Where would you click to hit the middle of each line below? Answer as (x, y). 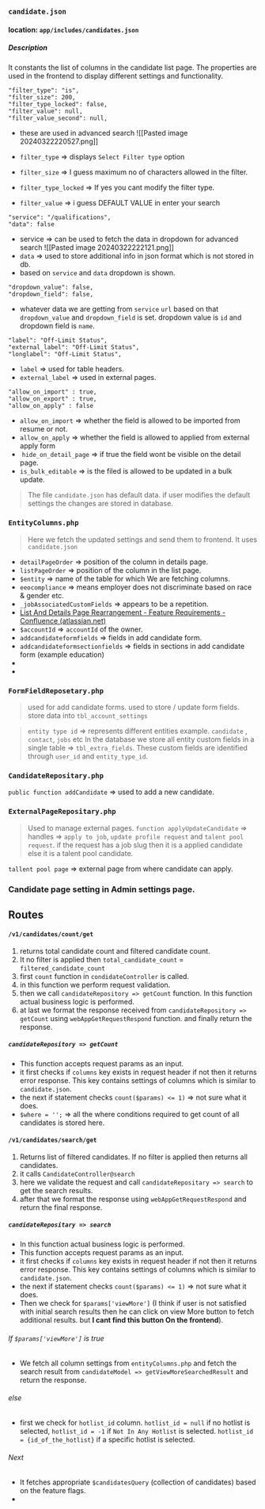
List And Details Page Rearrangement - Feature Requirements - (123, 612)
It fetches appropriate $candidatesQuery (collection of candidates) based (138, 1482)
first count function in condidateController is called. (104, 977)
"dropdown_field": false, (51, 294)
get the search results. (56, 1191)
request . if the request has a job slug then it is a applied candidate (135, 845)
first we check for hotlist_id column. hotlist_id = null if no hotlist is (135, 1423)
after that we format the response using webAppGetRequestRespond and (133, 1199)
